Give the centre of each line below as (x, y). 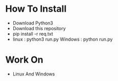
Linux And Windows (34, 74)
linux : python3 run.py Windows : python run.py (63, 39)
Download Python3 (33, 23)
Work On (24, 60)
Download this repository (39, 28)
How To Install (36, 9)
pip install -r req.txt (33, 34)
